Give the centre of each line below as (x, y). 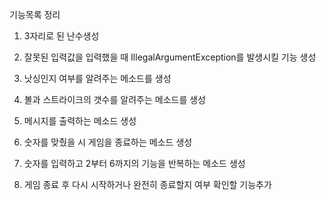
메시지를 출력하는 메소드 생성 (80, 121)
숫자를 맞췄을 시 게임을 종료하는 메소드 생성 (108, 142)
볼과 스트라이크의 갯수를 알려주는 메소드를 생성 (114, 99)
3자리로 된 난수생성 (61, 36)
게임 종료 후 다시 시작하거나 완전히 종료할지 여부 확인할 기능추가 (147, 184)
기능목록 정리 (35, 14)
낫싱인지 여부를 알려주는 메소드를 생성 (97, 78)
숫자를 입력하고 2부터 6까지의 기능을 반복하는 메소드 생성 (134, 163)
